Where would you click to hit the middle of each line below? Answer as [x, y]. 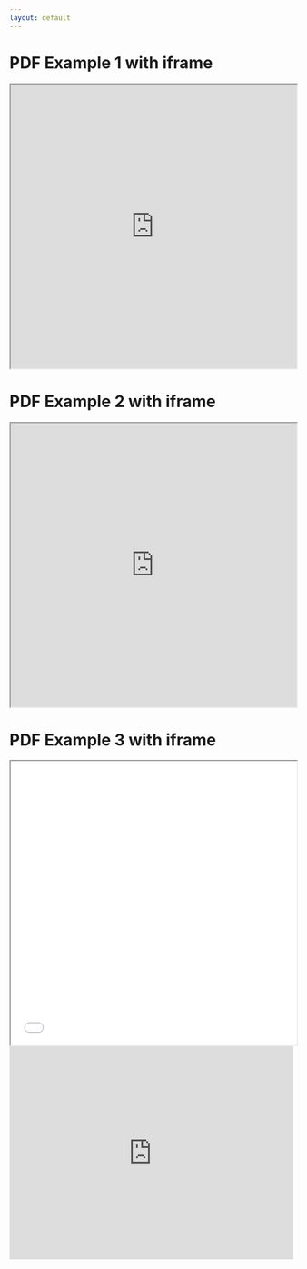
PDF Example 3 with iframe [113, 739]
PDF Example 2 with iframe [113, 401]
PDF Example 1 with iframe [111, 62]
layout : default [40, 18]
